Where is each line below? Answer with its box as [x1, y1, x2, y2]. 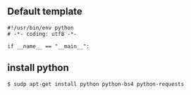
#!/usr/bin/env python [7, 24, 74, 31]
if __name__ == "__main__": [7, 42, 90, 50]
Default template [7, 6, 82, 18]
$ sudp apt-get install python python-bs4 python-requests [7, 80, 185, 87]
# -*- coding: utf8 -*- [7, 30, 78, 37]
